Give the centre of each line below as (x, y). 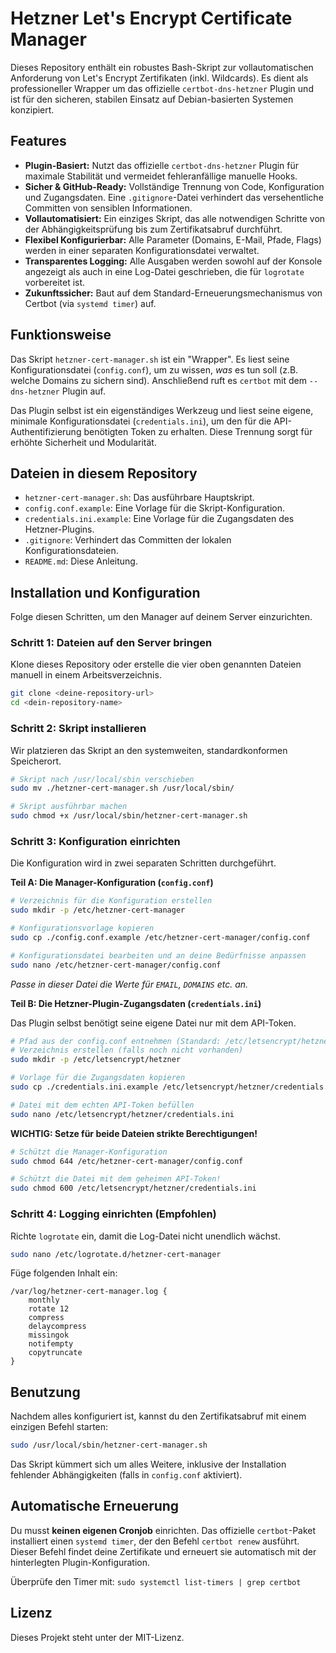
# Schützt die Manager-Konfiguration (89, 1152)
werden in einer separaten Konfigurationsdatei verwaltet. (142, 250)
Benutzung (45, 1392)
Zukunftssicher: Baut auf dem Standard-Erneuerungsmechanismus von (173, 293)
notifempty (51, 1344)
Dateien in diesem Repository (104, 473)
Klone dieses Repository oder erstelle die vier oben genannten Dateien (156, 664)
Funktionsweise (61, 335)
